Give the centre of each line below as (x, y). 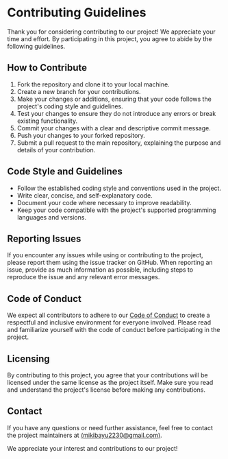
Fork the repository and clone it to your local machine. (93, 84)
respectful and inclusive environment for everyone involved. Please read (109, 322)
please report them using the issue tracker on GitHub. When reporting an (110, 263)
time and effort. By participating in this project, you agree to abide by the (110, 38)
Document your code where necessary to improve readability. (104, 202)
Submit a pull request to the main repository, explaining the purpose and (119, 143)
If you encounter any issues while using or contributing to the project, (105, 255)
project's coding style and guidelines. (70, 106)
